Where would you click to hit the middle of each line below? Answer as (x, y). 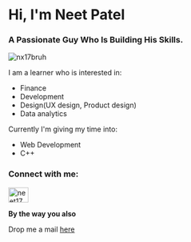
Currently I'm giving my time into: (63, 129)
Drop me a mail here (42, 229)
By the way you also (42, 213)
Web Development (50, 145)
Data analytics (44, 114)
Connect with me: (44, 174)
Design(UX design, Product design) (78, 105)
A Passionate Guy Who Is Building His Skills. (96, 40)
